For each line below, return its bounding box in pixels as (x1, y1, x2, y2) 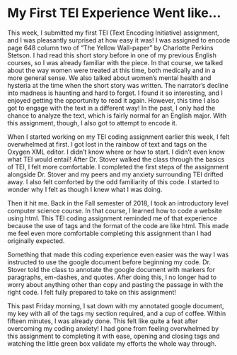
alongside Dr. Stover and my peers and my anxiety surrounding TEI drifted (7, 170, 224, 179)
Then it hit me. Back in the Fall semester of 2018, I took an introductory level (7, 198, 229, 207)
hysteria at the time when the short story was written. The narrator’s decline (7, 81, 229, 89)
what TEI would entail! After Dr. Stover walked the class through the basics (7, 154, 225, 164)
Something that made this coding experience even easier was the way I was (7, 250, 229, 259)
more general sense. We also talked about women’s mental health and (7, 73, 212, 82)
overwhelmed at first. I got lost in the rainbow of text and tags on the (7, 140, 207, 148)
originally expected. (7, 236, 65, 245)
